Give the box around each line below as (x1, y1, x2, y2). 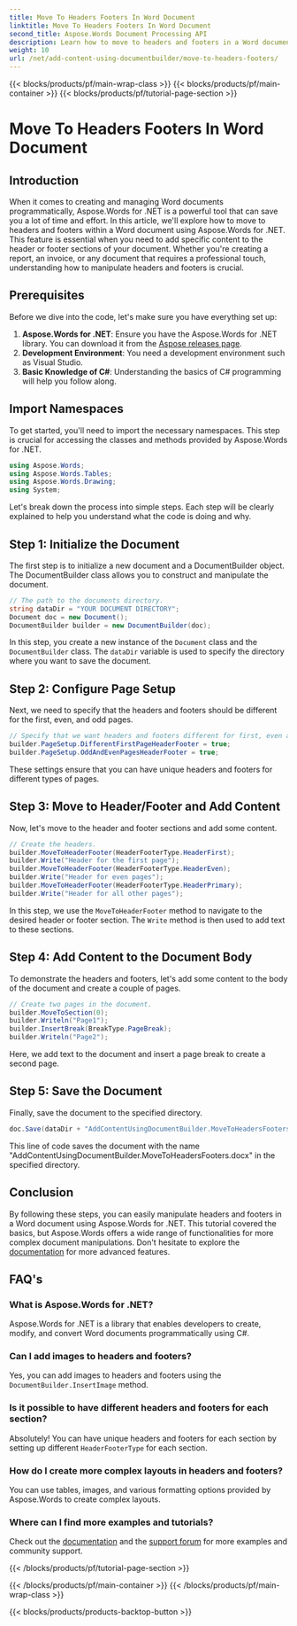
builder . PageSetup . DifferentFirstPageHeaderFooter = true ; (9, 740, 232, 749)
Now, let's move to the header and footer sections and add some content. (9, 822, 278, 833)
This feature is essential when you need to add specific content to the (9, 234, 263, 245)
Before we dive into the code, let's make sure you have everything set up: (9, 311, 278, 322)
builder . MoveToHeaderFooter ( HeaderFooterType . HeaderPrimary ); (9, 881, 243, 891)
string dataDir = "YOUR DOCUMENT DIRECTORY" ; (9, 604, 179, 613)
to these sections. (9, 923, 74, 935)
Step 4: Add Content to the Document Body (9, 950, 253, 965)
